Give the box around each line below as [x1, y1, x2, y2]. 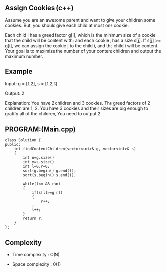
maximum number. [5, 53, 43, 59]
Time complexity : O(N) [12, 252, 60, 258]
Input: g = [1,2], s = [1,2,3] [5, 80, 58, 86]
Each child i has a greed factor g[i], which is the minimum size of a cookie [5, 32, 156, 38]
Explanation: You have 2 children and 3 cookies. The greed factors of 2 [5, 100, 150, 106]
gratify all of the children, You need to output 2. [5, 110, 102, 116]
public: [5, 142, 21, 147]
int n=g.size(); [23, 155, 56, 160]
